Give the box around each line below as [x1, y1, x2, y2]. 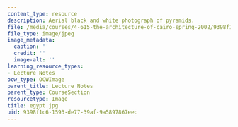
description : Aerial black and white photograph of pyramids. [7, 17, 195, 24]
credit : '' [13, 50, 46, 57]
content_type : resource [7, 10, 78, 18]
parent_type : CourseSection [7, 89, 91, 96]
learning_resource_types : [7, 63, 84, 70]
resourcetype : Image [7, 96, 69, 103]
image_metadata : [7, 37, 55, 44]
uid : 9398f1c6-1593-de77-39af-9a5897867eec [7, 109, 138, 116]
